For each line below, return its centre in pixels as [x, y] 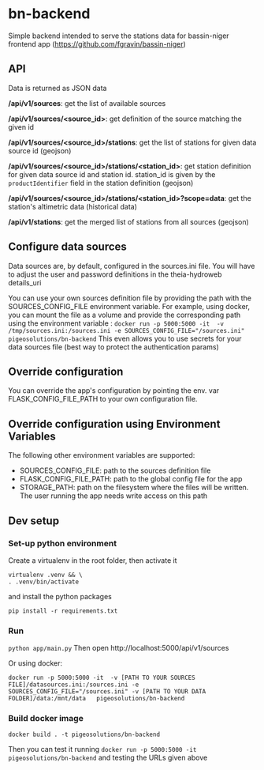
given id [21, 126]
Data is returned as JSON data [58, 88]
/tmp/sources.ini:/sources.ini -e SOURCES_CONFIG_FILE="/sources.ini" [126, 330]
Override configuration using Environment [114, 424]
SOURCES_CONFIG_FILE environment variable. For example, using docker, [129, 306]
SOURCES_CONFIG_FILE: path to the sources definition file [115, 470]
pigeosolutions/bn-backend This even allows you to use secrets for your [125, 338]
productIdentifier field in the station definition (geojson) [101, 183]
